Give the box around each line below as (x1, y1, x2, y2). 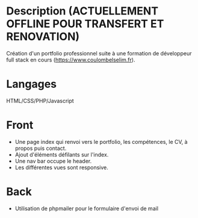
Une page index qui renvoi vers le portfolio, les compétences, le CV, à (14, 138, 188, 145)
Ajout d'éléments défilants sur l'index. (14, 151, 109, 158)
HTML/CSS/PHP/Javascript (6, 97, 74, 104)
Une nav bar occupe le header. (14, 157, 92, 164)
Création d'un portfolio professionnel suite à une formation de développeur (6, 49, 192, 57)
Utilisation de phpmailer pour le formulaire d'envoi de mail (14, 205, 158, 212)
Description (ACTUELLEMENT (6, 4, 158, 18)
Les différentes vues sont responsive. (14, 164, 108, 171)
